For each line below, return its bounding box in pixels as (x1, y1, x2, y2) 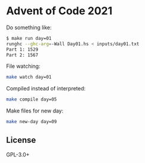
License (6, 135, 36, 145)
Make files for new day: (6, 107, 64, 114)
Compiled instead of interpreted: (6, 85, 86, 92)
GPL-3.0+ (6, 151, 30, 158)
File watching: (6, 62, 40, 70)
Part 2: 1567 (6, 52, 39, 58)
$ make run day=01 (6, 35, 52, 41)
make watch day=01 (6, 74, 52, 80)
